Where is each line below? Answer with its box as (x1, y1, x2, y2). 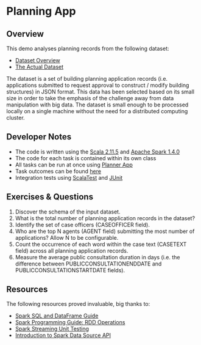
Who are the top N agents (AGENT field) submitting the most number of (15, 228, 195, 235)
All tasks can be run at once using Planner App (15, 161, 133, 168)
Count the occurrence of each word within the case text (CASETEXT (15, 240, 187, 248)
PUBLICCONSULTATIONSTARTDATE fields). (15, 266, 125, 273)
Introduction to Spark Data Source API (15, 332, 111, 339)
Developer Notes (6, 132, 72, 142)
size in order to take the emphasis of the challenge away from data (6, 95, 174, 102)
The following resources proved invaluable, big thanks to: (6, 300, 150, 308)
